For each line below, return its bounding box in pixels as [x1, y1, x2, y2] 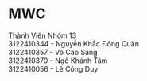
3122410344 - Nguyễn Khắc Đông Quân [8, 39, 139, 48]
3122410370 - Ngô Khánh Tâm [8, 56, 108, 65]
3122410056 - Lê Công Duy [8, 64, 99, 73]
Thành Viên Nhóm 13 [8, 31, 77, 40]
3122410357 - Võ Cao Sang [8, 47, 98, 57]
